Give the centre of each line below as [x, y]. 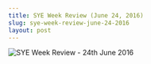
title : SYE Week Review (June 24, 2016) [76, 15]
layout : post [30, 30]
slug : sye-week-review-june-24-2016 [69, 23]
